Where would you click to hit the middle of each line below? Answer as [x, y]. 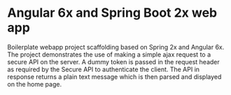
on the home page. [34, 84]
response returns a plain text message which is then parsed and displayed [114, 76]
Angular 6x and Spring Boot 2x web [112, 13]
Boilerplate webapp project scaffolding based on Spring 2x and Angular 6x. [116, 47]
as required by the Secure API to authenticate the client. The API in [104, 69]
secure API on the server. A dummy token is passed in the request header [114, 61]
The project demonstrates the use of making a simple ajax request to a [109, 54]
